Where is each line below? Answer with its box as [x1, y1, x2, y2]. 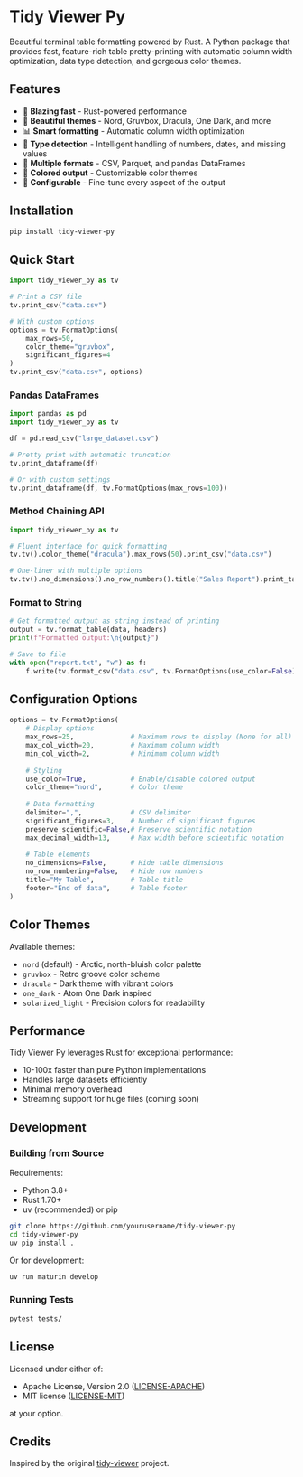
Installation [9, 203, 74, 219]
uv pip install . [9, 1238, 75, 1247]
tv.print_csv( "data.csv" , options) [9, 368, 143, 377]
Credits [9, 1434, 52, 1449]
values [22, 147, 48, 159]
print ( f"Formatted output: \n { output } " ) [9, 634, 160, 643]
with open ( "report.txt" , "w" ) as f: [9, 658, 147, 667]
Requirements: [9, 1168, 63, 1179]
